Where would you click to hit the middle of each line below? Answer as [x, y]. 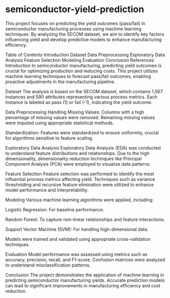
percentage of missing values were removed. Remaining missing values [80, 117]
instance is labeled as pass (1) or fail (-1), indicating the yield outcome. [79, 102]
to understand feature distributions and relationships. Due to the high [77, 153]
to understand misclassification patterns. [48, 265]
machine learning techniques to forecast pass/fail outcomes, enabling [78, 76]
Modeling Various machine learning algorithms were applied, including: [79, 200]
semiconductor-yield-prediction [75, 9]
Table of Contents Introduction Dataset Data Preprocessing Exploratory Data [85, 55]
